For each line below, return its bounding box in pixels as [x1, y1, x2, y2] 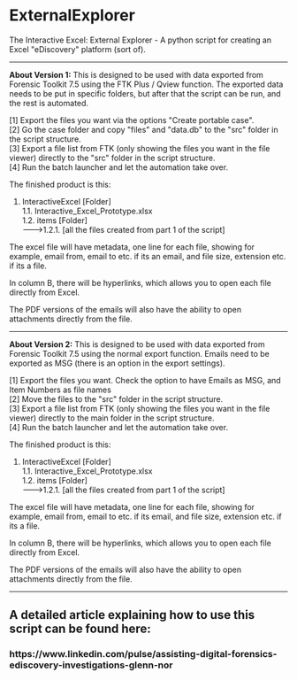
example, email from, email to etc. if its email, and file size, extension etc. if [9, 511, 282, 522]
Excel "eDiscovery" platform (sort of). [9, 43, 146, 54]
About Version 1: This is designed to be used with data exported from [9, 69, 263, 80]
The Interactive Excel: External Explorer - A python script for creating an [9, 35, 272, 45]
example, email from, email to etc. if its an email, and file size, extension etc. [9, 251, 286, 261]
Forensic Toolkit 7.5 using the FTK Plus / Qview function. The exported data [9, 79, 284, 89]
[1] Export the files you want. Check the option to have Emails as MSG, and [9, 375, 281, 385]
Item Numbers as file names [9, 384, 112, 395]
